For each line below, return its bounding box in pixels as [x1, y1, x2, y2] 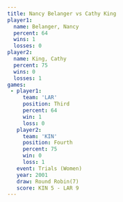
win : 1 [22, 113, 42, 120]
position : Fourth [22, 140, 73, 146]
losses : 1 [13, 74, 42, 82]
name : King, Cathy [13, 56, 67, 62]
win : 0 [22, 152, 42, 160]
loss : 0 [22, 119, 45, 127]
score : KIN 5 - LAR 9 [16, 185, 79, 192]
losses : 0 [13, 42, 42, 49]
